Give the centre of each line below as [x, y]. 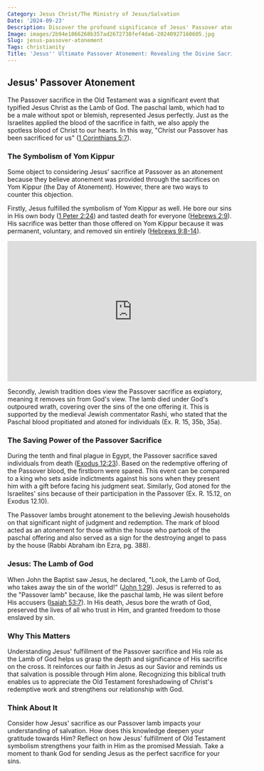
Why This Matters [39, 635]
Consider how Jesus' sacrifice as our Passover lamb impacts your [104, 723]
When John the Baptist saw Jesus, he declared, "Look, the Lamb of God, [114, 579]
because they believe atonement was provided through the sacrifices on [113, 179]
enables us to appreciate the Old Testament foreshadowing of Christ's [110, 681]
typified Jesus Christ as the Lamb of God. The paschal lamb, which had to [116, 107]
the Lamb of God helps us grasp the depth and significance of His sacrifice [117, 659]
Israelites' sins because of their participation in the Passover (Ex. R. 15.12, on [119, 494]
